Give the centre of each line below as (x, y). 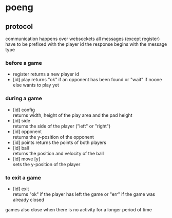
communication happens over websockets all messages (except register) (83, 39)
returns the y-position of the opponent (53, 137)
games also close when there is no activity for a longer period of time (79, 209)
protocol (19, 26)
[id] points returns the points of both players (60, 142)
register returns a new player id (46, 74)
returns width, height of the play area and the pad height (72, 115)
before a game (24, 63)
